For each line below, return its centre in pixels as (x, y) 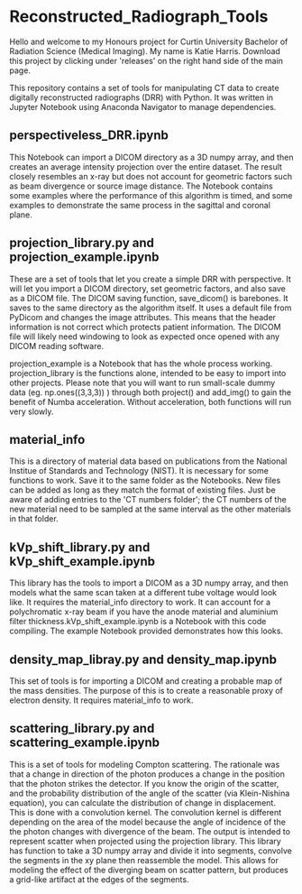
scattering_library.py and (82, 728)
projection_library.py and (82, 243)
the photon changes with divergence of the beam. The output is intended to (150, 831)
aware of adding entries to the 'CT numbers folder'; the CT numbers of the (148, 500)
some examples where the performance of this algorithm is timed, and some (151, 195)
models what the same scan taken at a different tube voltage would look (143, 593)
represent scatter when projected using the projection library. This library (145, 841)
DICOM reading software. (57, 346)
